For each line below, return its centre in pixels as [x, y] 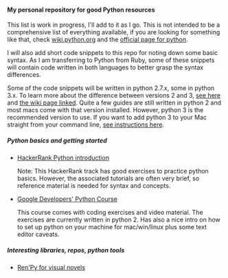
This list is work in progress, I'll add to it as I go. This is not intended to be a [114, 25]
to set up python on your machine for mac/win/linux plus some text [112, 227]
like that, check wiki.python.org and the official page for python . [98, 40]
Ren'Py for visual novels [51, 268]
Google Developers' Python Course [67, 199]
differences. [24, 75]
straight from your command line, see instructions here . [86, 125]
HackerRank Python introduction [63, 158]
